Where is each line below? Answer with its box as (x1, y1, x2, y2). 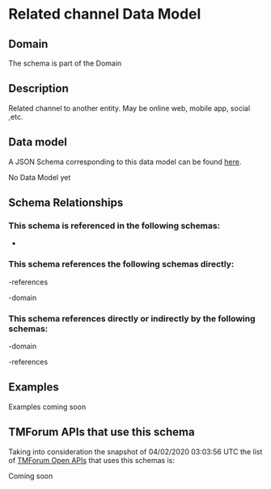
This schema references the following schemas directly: (8, 259, 235, 270)
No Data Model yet (8, 172, 71, 182)
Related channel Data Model (8, 5, 201, 23)
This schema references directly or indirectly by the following (8, 313, 256, 324)
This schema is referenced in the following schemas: (8, 220, 221, 231)
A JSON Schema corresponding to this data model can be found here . (8, 157, 242, 167)
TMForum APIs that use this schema (8, 425, 196, 439)
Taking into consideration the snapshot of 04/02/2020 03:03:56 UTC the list (8, 446, 263, 457)
